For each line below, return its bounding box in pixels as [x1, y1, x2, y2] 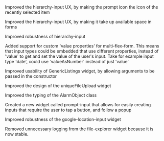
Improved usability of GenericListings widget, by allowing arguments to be [5, 68, 155, 74]
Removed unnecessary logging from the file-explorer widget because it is [5, 126, 154, 132]
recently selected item [5, 9, 50, 15]
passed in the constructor [5, 73, 57, 79]
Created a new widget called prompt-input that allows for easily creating [5, 102, 151, 107]
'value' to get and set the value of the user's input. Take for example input [5, 53, 154, 59]
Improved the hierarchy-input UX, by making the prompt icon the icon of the [5, 4, 158, 10]
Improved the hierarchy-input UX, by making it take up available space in [5, 19, 152, 24]
